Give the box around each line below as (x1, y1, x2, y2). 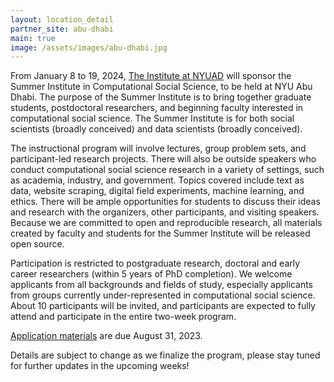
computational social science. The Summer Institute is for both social (10, 112, 295, 125)
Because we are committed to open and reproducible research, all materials (10, 217, 323, 229)
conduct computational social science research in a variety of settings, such (10, 164, 325, 176)
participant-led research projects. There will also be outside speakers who (10, 153, 317, 165)
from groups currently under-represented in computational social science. (10, 289, 316, 301)
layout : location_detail (10, 14, 114, 25)
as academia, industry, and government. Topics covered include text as (10, 174, 305, 186)
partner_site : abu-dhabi (10, 24, 114, 34)
